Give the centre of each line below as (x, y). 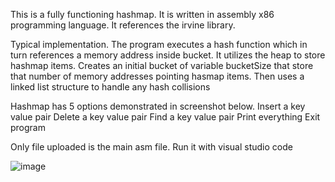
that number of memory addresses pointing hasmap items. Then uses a (157, 76)
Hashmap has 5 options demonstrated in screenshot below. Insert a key (158, 106)
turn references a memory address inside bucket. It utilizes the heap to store (168, 55)
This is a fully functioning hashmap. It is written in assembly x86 (142, 14)
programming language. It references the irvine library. (123, 25)
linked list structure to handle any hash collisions (110, 87)
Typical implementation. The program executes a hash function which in (159, 44)
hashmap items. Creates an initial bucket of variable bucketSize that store (162, 65)
